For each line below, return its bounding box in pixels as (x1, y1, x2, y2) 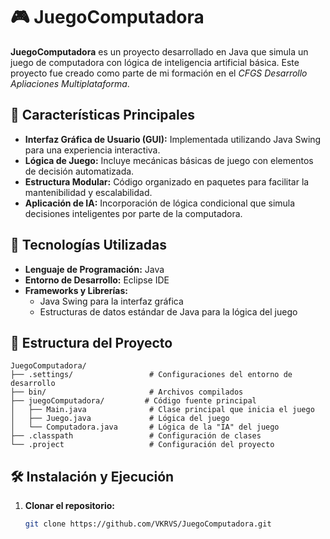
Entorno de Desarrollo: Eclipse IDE (24, 274, 170, 286)
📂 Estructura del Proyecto (10, 334, 173, 351)
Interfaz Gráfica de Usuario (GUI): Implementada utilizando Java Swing (24, 133, 322, 145)
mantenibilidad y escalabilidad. (24, 186, 153, 198)
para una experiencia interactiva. (24, 144, 161, 156)
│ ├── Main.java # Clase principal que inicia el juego (10, 405, 315, 415)
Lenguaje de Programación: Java (24, 263, 165, 275)
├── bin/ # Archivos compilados (10, 387, 244, 398)
